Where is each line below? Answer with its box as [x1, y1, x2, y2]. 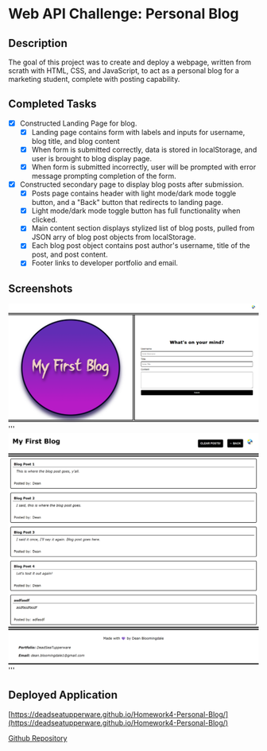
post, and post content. [31, 250, 109, 259]
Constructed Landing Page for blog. [19, 118, 137, 128]
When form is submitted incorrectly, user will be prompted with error [31, 162, 257, 172]
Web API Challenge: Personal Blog [8, 5, 239, 23]
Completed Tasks [8, 97, 97, 111]
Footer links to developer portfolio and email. [31, 258, 179, 268]
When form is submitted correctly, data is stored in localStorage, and [31, 145, 257, 154]
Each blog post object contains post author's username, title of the [31, 241, 250, 250]
